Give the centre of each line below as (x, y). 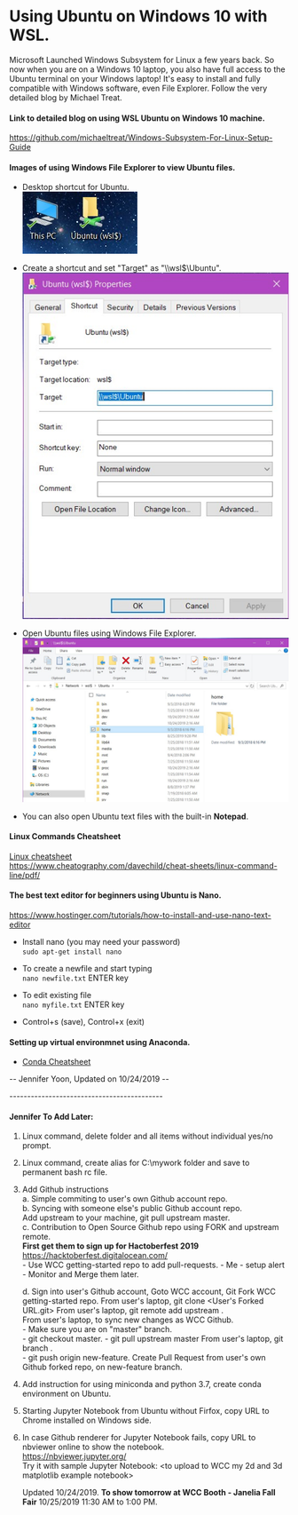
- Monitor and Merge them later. (80, 1274)
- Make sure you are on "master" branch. (97, 1329)
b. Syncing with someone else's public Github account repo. (132, 1209)
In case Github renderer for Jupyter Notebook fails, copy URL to (139, 1438)
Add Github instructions (65, 1190)
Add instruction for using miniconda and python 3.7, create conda (141, 1384)
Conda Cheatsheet (56, 1062)
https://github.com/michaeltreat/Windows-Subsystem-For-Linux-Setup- (141, 138)
